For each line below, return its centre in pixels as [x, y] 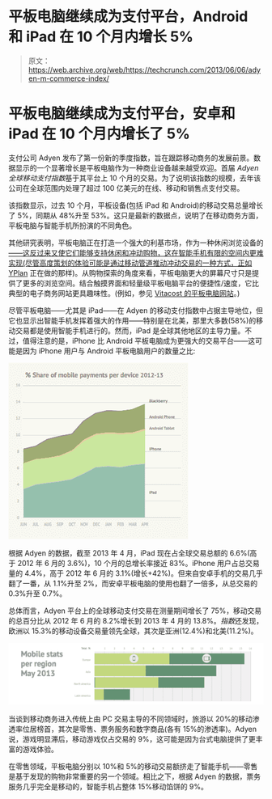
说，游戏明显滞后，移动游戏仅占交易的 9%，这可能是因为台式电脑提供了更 [132, 739]
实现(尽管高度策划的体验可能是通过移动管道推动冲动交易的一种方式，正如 [130, 263]
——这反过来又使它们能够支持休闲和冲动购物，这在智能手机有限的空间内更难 [136, 252]
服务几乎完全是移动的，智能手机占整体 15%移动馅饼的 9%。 [108, 786]
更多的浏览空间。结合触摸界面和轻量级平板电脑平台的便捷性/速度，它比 [141, 283]
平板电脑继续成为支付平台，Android [128, 17]
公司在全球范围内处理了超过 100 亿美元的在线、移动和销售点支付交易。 [126, 188]
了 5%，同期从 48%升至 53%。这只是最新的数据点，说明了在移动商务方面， [136, 215]
